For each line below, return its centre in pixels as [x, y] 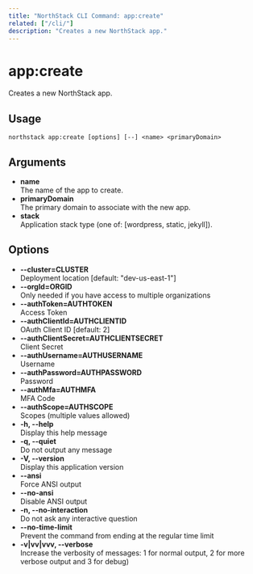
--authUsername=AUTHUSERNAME [81, 355]
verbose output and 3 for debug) [74, 561]
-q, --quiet [38, 441]
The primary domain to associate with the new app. [105, 207]
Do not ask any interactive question [79, 518]
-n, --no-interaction [54, 509]
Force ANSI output [51, 484]
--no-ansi [37, 492]
